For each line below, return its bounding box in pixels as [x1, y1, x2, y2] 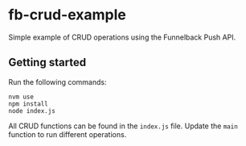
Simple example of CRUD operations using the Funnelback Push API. [8, 32, 236, 42]
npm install [8, 99, 48, 108]
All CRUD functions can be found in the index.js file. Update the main [8, 121, 239, 131]
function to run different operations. [8, 129, 127, 139]
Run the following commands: [8, 77, 107, 86]
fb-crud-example [8, 6, 126, 24]
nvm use [8, 93, 35, 101]
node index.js [8, 106, 56, 115]
